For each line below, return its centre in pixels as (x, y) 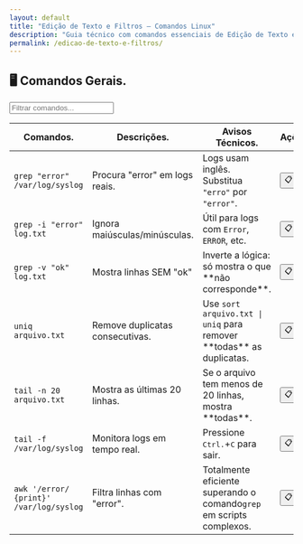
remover (220, 335)
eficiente (221, 482)
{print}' (32, 498)
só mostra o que (237, 267)
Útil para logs (230, 218)
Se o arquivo (229, 373)
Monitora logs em (129, 438)
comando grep (232, 504)
